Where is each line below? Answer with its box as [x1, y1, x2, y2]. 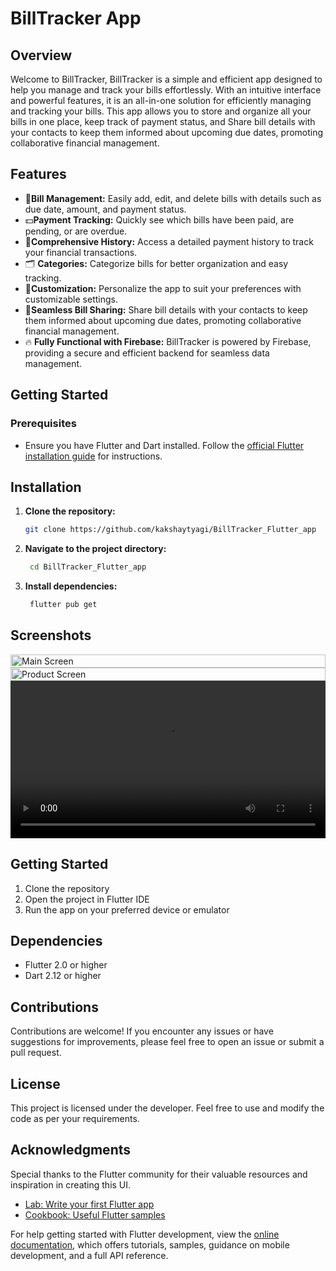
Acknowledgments [10, 1142, 132, 1159]
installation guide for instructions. [24, 450, 163, 462]
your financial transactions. [24, 246, 138, 258]
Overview [10, 47, 73, 64]
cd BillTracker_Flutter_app [29, 562, 147, 572]
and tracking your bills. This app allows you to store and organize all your [10, 105, 312, 117]
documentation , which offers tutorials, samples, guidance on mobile [10, 1238, 290, 1251]
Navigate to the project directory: [24, 543, 167, 555]
